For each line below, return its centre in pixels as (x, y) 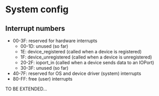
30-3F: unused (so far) (44, 68)
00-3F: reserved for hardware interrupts (55, 41)
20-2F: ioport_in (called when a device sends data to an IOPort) (87, 62)
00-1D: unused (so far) (44, 46)
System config (37, 9)
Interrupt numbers (35, 28)
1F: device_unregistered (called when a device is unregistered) (86, 57)
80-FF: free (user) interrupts (42, 79)
